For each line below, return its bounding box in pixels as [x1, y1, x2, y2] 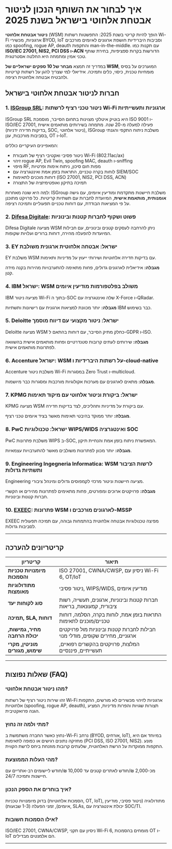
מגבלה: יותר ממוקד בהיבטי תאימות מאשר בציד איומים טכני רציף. [5, 413, 131, 419]
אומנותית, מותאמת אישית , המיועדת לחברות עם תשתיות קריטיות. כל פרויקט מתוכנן [5, 195, 166, 201]
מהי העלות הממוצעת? [5, 756, 58, 763]
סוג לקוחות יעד [8, 600, 43, 607]
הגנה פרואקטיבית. [5, 707, 40, 714]
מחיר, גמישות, [8, 626, 41, 633]
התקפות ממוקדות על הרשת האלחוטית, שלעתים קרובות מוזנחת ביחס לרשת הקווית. [5, 743, 164, 750]
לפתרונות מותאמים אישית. [5, 344, 56, 350]
